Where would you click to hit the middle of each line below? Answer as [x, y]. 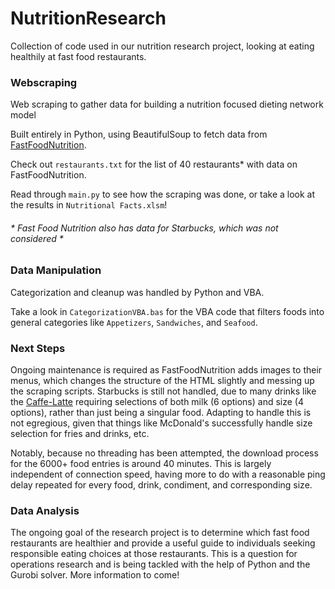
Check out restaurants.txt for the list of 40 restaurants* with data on [154, 164]
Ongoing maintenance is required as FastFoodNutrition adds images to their [166, 370]
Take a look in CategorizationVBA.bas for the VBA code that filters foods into [167, 311]
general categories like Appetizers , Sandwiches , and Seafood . [134, 322]
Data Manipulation [56, 270]
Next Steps [38, 348]
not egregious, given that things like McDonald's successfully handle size [161, 423]
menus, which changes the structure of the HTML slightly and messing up [162, 381]
